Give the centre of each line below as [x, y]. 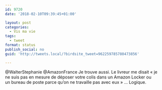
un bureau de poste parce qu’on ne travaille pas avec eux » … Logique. [76, 82]
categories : [17, 27]
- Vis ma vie [22, 32]
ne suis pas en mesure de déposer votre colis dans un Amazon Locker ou [78, 77]
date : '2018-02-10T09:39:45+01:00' [41, 14]
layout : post [18, 23]
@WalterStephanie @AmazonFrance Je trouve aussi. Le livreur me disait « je [81, 72]
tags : [10, 36]
